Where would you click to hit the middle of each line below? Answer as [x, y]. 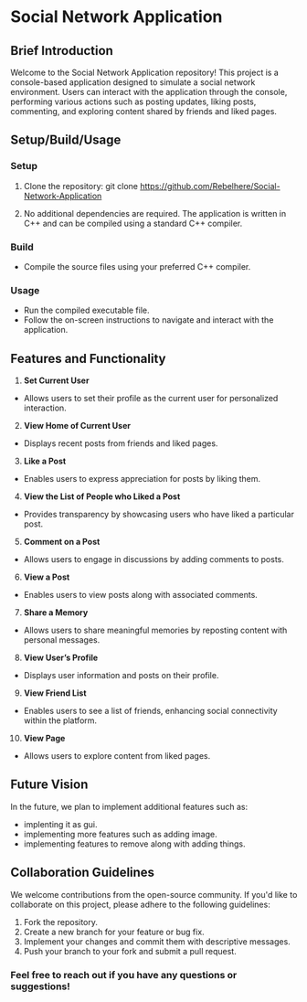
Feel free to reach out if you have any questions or [124, 975]
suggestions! [41, 986]
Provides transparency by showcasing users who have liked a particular [159, 515]
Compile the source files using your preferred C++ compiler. [137, 266]
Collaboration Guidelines [82, 873]
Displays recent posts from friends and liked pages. [121, 443]
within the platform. [60, 720]
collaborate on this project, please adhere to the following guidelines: [140, 904]
